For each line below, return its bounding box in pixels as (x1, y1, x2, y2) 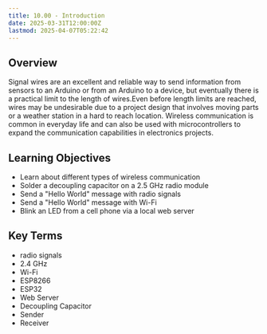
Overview (8, 56, 58, 69)
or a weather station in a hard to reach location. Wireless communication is (8, 111, 253, 120)
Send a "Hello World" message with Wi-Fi (19, 198, 157, 207)
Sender (19, 309, 45, 319)
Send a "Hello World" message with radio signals (19, 189, 182, 198)
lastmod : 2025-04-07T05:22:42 (8, 26, 109, 34)
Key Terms (8, 229, 63, 243)
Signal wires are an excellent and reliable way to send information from (8, 77, 241, 87)
